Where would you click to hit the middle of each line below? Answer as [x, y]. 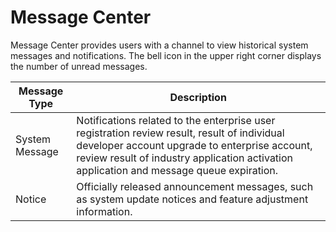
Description [198, 97]
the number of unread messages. [79, 66]
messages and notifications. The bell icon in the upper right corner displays [166, 55]
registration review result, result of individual [180, 133]
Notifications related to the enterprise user [176, 120]
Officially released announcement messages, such [195, 186]
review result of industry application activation [185, 158]
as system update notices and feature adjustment [192, 199]
